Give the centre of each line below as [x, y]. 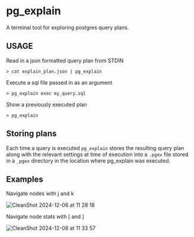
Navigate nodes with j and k [40, 194]
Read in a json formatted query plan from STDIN [65, 60]
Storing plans [31, 134]
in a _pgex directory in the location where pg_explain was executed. [88, 160]
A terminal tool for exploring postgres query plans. [68, 27]
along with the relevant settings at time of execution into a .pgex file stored [97, 154]
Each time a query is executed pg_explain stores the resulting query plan [95, 148]
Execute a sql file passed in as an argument [59, 82]
